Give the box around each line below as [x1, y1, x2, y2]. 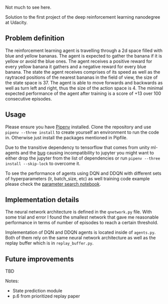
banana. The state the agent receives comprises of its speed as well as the [5, 69, 160, 75]
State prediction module [12, 288, 63, 294]
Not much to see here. [5, 5, 52, 10]
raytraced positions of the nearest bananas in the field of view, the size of [5, 74, 158, 80]
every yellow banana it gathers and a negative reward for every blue [5, 63, 147, 70]
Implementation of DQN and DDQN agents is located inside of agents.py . [5, 229, 156, 235]
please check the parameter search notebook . [5, 181, 101, 187]
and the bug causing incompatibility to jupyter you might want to [20, 149, 154, 156]
